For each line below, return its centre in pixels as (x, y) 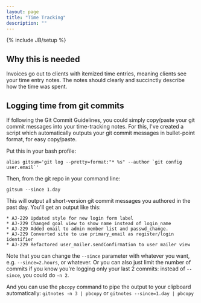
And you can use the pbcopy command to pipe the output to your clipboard (99, 287)
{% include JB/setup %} (36, 40)
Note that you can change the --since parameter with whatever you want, (98, 256)
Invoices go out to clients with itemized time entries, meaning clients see (97, 74)
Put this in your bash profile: (41, 151)
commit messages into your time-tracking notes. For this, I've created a (95, 126)
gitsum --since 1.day (33, 190)
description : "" (27, 23)
